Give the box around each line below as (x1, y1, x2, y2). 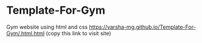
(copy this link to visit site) (46, 29, 111, 36)
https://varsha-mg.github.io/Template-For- (89, 23, 196, 30)
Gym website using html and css (6, 23, 88, 30)
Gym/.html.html (6, 29, 45, 36)
